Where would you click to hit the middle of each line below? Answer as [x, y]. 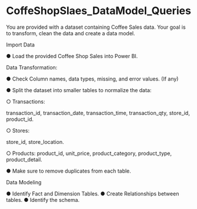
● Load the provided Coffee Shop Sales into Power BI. [72, 56]
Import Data [21, 45]
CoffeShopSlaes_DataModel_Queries [98, 11]
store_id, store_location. [35, 141]
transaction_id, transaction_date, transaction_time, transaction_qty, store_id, [98, 113]
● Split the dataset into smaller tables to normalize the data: [79, 90]
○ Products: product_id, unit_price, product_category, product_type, [89, 153]
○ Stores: [18, 130]
